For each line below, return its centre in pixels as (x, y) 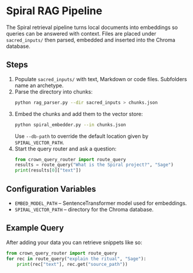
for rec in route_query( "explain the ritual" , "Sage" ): (76, 259)
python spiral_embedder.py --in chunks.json (70, 125)
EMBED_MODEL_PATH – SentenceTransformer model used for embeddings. (101, 203)
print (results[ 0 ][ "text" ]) (48, 171)
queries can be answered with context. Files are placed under (81, 33)
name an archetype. (39, 85)
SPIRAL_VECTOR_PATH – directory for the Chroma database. (84, 209)
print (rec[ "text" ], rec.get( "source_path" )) (72, 264)
